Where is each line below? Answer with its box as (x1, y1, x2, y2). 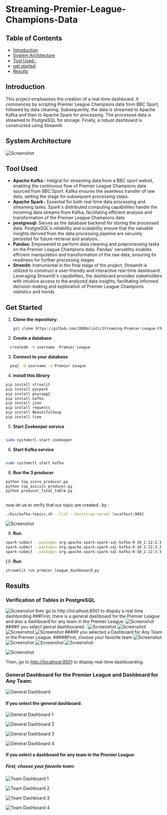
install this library (12, 372, 50, 378)
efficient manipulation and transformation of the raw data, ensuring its (12, 252, 157, 258)
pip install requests (5, 405, 51, 410)
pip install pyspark (5, 387, 49, 392)
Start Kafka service (12, 446, 54, 452)
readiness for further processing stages (12, 257, 94, 263)
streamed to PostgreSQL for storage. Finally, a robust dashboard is (5, 117, 142, 123)
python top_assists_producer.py (5, 484, 73, 489)
